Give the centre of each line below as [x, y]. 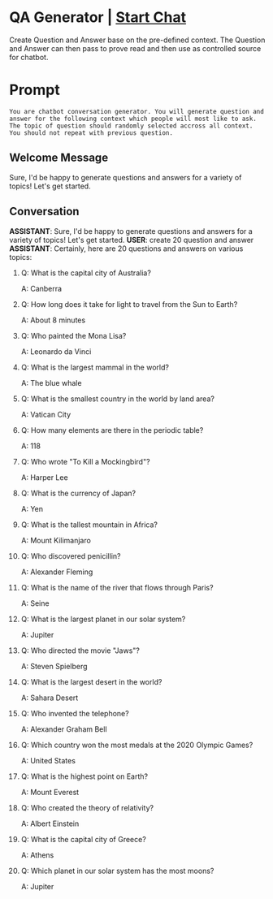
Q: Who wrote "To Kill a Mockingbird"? [85, 461]
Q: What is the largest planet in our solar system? [103, 619]
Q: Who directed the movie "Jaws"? [80, 650]
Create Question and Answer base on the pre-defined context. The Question [137, 40]
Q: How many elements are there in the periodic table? [112, 430]
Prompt [35, 90]
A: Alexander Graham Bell [64, 729]
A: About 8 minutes [53, 320]
